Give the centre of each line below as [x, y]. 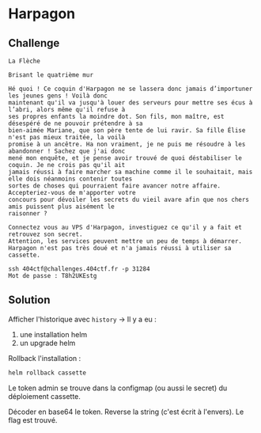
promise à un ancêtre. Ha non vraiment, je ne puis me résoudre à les [127, 144]
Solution [29, 300]
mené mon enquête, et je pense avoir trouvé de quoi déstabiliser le [125, 158]
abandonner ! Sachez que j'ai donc [67, 151]
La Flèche [25, 61]
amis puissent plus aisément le [61, 207]
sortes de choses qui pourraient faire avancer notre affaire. [115, 186]
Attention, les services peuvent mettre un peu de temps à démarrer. [125, 241]
